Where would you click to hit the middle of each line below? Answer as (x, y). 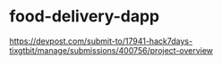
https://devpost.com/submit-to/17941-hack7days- (101, 41)
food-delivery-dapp (84, 16)
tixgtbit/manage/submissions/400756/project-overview (111, 50)
